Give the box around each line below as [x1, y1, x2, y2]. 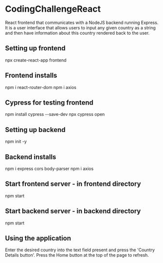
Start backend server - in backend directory [5, 207, 141, 216]
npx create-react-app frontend [5, 57, 67, 63]
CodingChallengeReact [5, 3, 101, 15]
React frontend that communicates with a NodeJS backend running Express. [5, 20, 159, 25]
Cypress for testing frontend [5, 98, 94, 107]
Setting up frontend [5, 44, 66, 52]
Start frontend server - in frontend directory [5, 180, 141, 188]
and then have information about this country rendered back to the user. [5, 30, 150, 36]
